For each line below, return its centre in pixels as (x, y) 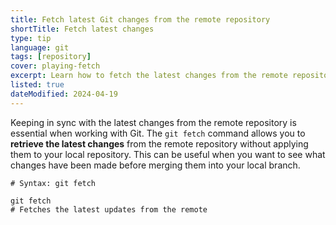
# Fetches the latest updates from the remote (109, 209)
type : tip (31, 38)
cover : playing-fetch (55, 66)
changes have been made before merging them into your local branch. (155, 165)
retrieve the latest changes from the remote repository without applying (159, 143)
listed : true (37, 85)
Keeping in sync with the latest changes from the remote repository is (153, 122)
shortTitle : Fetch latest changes (82, 29)
